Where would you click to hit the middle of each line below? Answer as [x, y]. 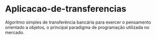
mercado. [15, 32]
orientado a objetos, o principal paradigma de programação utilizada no [77, 27]
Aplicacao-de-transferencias [66, 9]
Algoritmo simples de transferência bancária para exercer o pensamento [78, 22]
